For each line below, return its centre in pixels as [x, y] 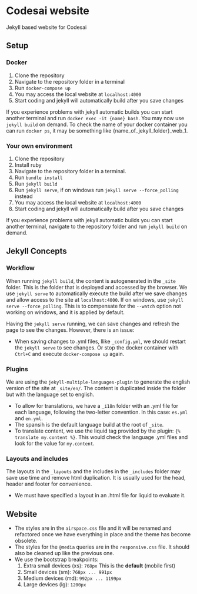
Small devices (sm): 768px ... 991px [68, 572]
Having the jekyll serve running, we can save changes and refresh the [93, 324]
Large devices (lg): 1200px [55, 585]
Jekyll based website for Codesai [46, 27]
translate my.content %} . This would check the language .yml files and [101, 437]
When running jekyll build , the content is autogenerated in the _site [91, 280]
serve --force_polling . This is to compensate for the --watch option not [94, 306]
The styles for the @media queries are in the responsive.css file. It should [102, 547]
